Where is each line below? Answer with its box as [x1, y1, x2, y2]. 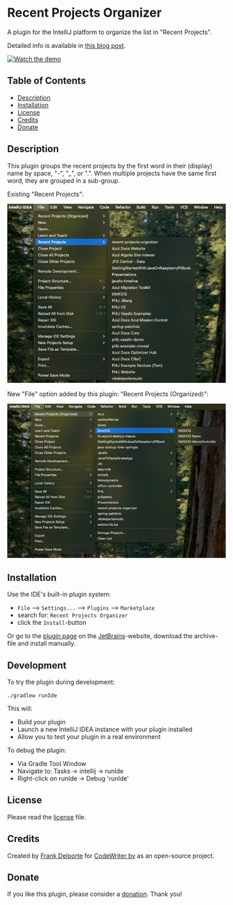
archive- [193, 632, 218, 640]
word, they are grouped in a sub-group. [7, 176, 120, 185]
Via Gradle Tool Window [17, 760, 87, 768]
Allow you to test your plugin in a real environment [17, 733, 161, 741]
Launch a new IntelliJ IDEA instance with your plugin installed [17, 725, 193, 734]
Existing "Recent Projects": [7, 190, 85, 198]
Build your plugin [17, 718, 66, 726]
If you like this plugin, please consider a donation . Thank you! [7, 890, 182, 898]
